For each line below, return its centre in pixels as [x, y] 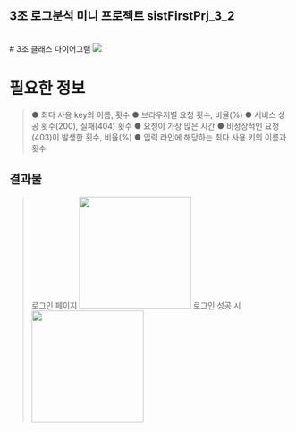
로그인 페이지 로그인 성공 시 [136, 305]
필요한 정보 [47, 89]
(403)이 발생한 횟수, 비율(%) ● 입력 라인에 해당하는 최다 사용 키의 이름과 [159, 137]
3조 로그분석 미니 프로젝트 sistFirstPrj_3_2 [122, 16]
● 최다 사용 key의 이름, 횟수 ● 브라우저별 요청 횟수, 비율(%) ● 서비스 [153, 114]
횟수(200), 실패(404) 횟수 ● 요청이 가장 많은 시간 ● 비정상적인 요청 [160, 126]
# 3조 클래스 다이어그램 [50, 48]
